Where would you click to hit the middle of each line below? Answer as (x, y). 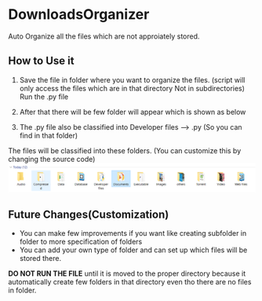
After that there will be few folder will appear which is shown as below (133, 112)
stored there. (40, 259)
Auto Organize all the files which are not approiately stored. (104, 36)
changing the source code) (52, 159)
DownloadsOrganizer (79, 15)
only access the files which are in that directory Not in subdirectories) (132, 88)
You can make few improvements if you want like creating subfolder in (133, 233)
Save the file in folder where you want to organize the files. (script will (132, 79)
